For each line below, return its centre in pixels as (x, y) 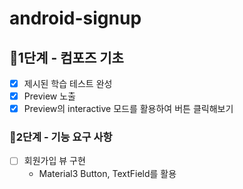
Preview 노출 (49, 96)
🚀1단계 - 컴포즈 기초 (66, 57)
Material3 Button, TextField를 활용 (107, 173)
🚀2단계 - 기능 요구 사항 (61, 137)
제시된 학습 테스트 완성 (68, 83)
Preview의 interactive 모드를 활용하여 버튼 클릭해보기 (128, 109)
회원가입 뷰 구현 (54, 161)
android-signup (75, 18)
